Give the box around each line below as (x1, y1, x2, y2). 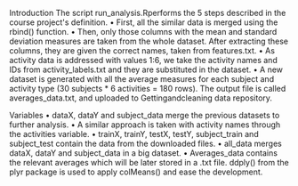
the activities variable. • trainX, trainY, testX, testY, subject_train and (9, 129, 260, 139)
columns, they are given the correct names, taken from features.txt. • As (9, 45, 276, 56)
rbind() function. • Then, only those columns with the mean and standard (9, 27, 278, 36)
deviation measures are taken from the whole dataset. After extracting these (9, 36, 289, 46)
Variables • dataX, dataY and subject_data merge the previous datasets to (9, 110, 280, 120)
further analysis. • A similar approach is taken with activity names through (9, 119, 281, 130)
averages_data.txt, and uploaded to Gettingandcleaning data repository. (9, 93, 273, 103)
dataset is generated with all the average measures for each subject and (9, 74, 274, 84)
